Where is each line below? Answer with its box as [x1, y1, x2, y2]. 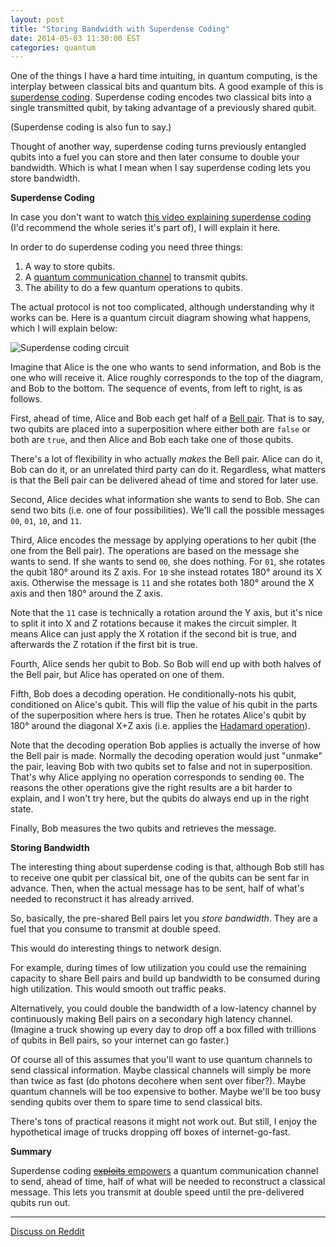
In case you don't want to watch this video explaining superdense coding [10, 211, 312, 223]
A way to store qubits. [24, 261, 116, 273]
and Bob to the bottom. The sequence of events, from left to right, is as [10, 382, 303, 395]
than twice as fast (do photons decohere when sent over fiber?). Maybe [10, 1075, 307, 1087]
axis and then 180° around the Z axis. [10, 587, 163, 600]
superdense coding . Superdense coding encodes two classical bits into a [10, 91, 312, 103]
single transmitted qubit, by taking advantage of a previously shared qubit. [10, 102, 317, 114]
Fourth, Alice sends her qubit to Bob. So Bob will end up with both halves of [10, 658, 322, 670]
